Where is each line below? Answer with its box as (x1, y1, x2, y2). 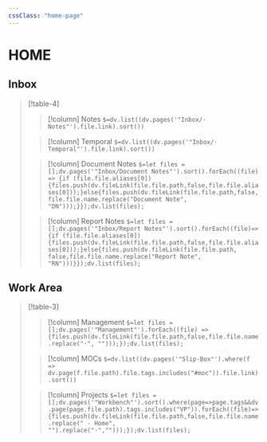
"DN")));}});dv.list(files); (47, 202, 145, 210)
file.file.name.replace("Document (47, 195, 163, 203)
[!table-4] (27, 99, 60, 108)
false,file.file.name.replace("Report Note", (47, 252, 202, 260)
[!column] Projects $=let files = (47, 390, 157, 400)
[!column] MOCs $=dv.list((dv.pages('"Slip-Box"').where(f (47, 354, 250, 363)
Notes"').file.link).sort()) (47, 123, 145, 131)
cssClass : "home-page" (8, 11, 84, 20)
